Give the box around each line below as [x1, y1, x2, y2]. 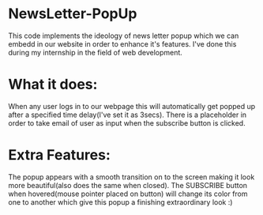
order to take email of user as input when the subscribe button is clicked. [8, 118, 246, 127]
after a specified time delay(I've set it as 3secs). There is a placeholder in [8, 110, 247, 119]
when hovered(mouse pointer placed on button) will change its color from [8, 189, 248, 198]
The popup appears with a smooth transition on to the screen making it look [8, 172, 255, 182]
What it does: [8, 76, 98, 93]
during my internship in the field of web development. [8, 47, 183, 57]
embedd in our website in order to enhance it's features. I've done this [8, 39, 237, 48]
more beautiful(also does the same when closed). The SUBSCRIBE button [8, 180, 247, 190]
